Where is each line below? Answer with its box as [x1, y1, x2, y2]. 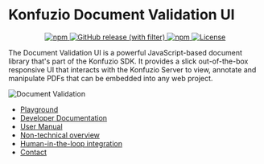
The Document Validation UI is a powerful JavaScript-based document [8, 47, 243, 57]
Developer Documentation [19, 113, 107, 122]
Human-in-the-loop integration [19, 138, 123, 148]
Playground [19, 105, 59, 114]
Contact [19, 147, 47, 157]
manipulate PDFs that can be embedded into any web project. [8, 73, 213, 83]
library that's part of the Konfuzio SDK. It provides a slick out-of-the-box [8, 56, 249, 66]
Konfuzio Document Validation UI [8, 6, 235, 24]
